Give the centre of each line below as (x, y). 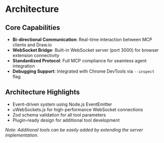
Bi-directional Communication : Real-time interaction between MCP (82, 39)
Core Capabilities (33, 28)
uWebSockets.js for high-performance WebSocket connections (78, 109)
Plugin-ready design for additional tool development (66, 120)
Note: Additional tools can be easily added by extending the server (74, 130)
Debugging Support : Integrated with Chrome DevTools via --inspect (83, 71)
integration (23, 66)
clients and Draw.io (32, 45)
